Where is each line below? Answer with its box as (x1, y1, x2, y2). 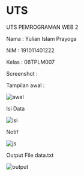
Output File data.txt (6, 151, 54, 159)
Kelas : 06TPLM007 (6, 58, 55, 65)
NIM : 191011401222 (6, 46, 55, 54)
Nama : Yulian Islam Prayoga (6, 35, 77, 42)
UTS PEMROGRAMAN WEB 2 (6, 23, 79, 31)
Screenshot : (6, 70, 38, 77)
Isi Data (6, 105, 25, 112)
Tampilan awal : (6, 82, 45, 89)
